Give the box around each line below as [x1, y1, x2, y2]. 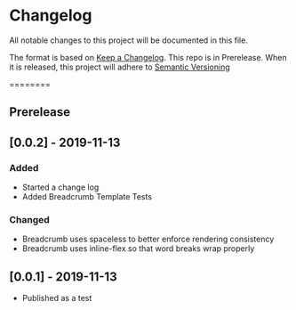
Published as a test [21, 293, 92, 304]
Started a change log [21, 182, 100, 192]
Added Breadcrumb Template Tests [21, 192, 153, 202]
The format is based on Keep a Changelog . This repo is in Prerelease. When [9, 52, 287, 62]
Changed [9, 213, 51, 225]
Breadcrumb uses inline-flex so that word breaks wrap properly [21, 243, 255, 254]
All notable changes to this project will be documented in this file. [9, 35, 249, 45]
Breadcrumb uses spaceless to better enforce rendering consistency [21, 233, 275, 245]
